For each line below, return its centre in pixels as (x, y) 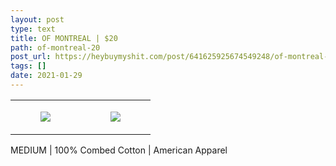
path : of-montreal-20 (55, 47)
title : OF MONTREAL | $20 (64, 38)
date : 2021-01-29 (46, 76)
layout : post (37, 19)
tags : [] (28, 66)
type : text (33, 29)
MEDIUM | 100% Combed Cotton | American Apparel (119, 150)
